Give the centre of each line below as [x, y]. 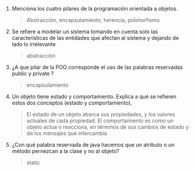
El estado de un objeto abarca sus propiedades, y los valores [101, 114]
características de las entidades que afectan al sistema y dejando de [95, 38]
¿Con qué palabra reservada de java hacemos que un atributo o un [93, 145]
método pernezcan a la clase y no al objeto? [65, 151]
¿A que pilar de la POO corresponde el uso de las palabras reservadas [97, 67]
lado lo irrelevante [34, 44]
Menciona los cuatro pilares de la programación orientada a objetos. [95, 9]
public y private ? [33, 73]
